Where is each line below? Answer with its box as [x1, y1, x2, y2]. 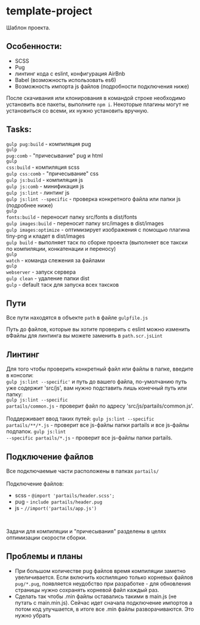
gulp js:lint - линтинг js [6, 189, 70, 196]
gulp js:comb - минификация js [6, 183, 85, 190]
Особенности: [6, 41, 62, 51]
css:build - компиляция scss [6, 163, 80, 171]
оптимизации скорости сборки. [6, 534, 87, 541]
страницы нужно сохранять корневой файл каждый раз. [14, 586, 159, 593]
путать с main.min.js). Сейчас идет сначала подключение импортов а [14, 599, 193, 606]
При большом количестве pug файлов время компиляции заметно [14, 567, 186, 574]
